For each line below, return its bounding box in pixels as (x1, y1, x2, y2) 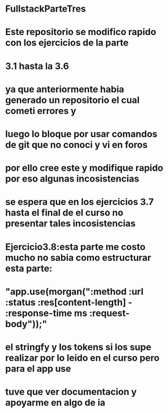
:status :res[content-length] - (5, 296, 132, 308)
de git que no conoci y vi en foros (5, 139, 148, 150)
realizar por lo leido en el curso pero (5, 352, 160, 363)
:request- (89, 307, 130, 319)
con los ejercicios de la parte (5, 37, 129, 49)
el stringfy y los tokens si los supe (5, 341, 151, 353)
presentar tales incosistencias (5, 218, 136, 229)
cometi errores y (5, 105, 77, 117)
